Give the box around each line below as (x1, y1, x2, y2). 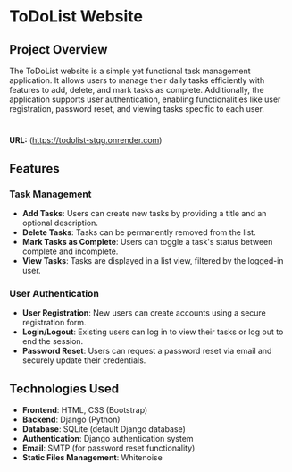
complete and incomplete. (21, 246, 119, 257)
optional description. (21, 217, 98, 228)
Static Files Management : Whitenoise (21, 451, 163, 462)
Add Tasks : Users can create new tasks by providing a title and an (21, 207, 267, 218)
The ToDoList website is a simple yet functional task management (9, 65, 251, 76)
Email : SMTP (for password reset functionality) (21, 442, 196, 453)
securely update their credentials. (21, 355, 146, 366)
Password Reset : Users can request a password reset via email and (21, 346, 272, 357)
